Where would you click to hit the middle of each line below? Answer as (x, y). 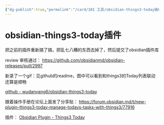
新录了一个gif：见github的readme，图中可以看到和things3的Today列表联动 (80, 76)
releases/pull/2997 (24, 65)
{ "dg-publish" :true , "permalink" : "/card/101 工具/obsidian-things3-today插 (82, 10)
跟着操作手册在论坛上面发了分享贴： (41, 102)
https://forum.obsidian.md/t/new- (113, 102)
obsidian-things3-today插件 (63, 35)
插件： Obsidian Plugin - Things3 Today (45, 117)
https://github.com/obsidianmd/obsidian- (84, 60)
